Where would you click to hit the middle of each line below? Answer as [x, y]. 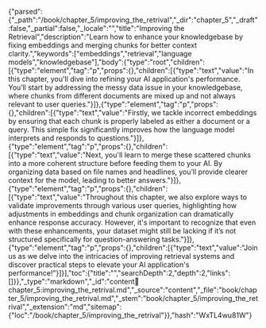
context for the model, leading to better [72, 180]
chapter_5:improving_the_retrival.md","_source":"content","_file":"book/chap [133, 290]
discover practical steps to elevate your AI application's [99, 264]
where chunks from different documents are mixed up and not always [122, 96]
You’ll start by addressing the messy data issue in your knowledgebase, [125, 87]
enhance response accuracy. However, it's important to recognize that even [132, 222]
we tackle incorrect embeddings [204, 113]
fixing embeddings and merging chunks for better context [102, 45]
